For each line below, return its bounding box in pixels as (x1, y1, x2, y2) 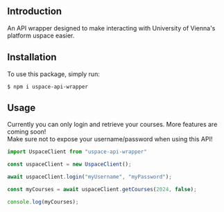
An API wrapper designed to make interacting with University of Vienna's (7, 24, 216, 32)
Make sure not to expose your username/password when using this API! (7, 135, 213, 143)
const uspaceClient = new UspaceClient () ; (7, 161, 132, 168)
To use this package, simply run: (7, 69, 101, 78)
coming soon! (7, 127, 46, 136)
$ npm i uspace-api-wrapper (7, 83, 89, 90)
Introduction (7, 6, 62, 17)
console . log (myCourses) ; (7, 198, 79, 205)
